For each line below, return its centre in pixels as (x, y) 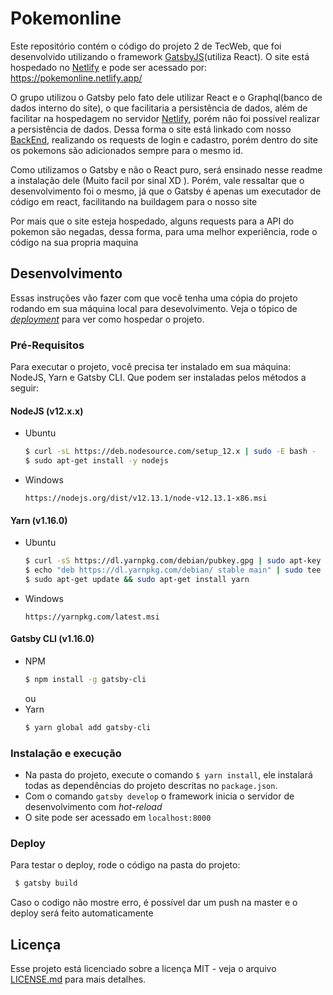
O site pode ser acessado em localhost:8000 (118, 818)
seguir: (25, 388)
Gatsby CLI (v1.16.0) (52, 639)
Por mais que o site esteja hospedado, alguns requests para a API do (152, 221)
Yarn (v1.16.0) (39, 520)
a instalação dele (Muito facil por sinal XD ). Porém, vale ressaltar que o (157, 180)
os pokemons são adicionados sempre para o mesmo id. (126, 150)
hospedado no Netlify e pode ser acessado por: (109, 67)
